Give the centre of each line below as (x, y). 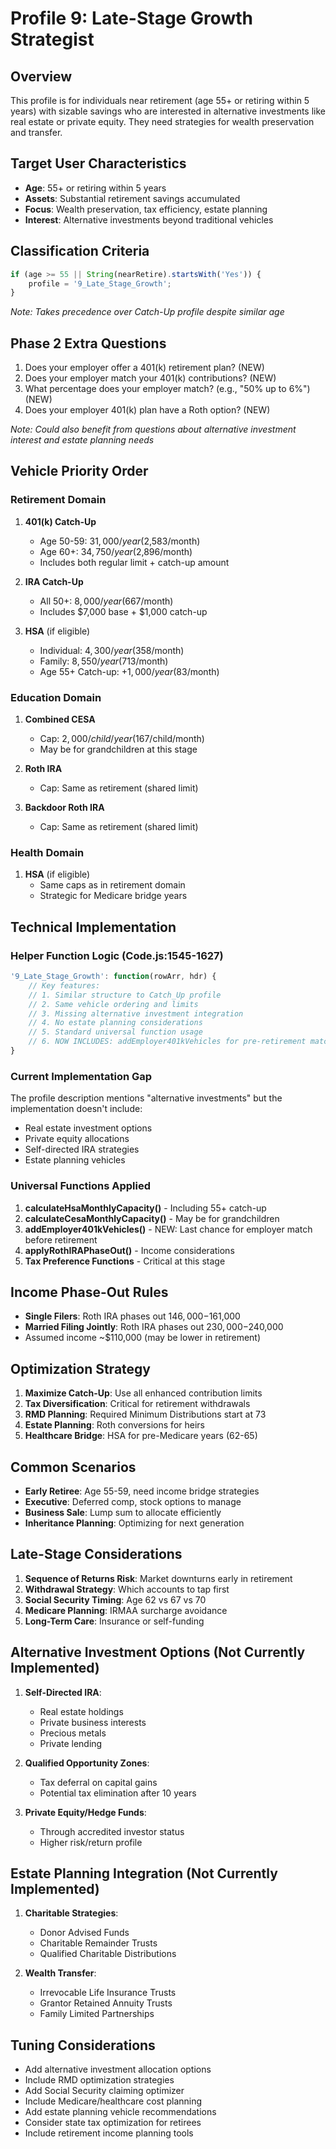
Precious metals (73, 1733)
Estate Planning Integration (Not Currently (144, 1873)
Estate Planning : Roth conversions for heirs (114, 1425)
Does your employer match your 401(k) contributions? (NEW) (150, 378)
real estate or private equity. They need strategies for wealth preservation (162, 121)
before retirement (61, 1239)
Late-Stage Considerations (96, 1554)
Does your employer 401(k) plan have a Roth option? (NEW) (147, 410)
